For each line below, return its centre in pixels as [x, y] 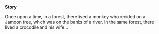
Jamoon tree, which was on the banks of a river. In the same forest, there [79, 22]
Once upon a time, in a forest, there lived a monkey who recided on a [75, 17]
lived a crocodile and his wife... [37, 27]
